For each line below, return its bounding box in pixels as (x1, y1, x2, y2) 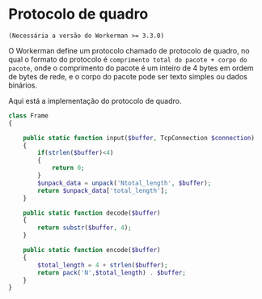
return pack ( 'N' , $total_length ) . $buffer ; (37, 268, 186, 276)
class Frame (8, 111, 49, 120)
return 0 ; (51, 164, 85, 173)
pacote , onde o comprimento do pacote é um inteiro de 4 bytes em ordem (8, 62, 254, 73)
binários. (8, 80, 38, 90)
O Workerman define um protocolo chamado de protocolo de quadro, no (8, 45, 250, 55)
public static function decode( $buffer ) (23, 208, 161, 217)
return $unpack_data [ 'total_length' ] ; (37, 186, 168, 194)
